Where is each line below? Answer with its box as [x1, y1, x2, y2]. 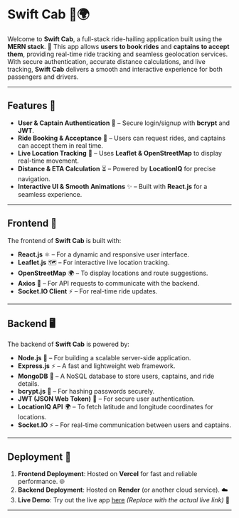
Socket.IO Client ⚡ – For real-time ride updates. [17, 286, 158, 296]
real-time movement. [17, 156, 80, 165]
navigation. [17, 174, 51, 183]
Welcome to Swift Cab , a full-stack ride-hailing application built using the [7, 34, 223, 43]
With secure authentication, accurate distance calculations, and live [7, 57, 206, 65]
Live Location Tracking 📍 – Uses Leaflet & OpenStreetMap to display [17, 149, 223, 157]
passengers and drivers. [7, 72, 79, 81]
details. [17, 379, 40, 388]
